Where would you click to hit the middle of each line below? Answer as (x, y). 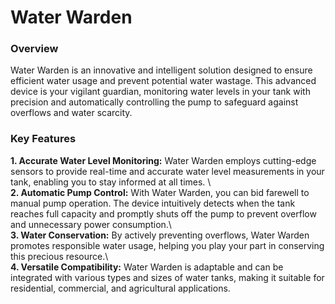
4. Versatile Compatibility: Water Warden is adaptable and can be (147, 267)
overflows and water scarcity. (71, 113)
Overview (34, 49)
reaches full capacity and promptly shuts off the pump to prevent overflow (163, 213)
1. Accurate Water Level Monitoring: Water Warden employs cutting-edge (163, 160)
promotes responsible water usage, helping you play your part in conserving (167, 245)
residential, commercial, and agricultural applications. (120, 288)
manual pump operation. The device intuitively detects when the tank (153, 203)
